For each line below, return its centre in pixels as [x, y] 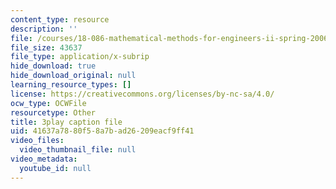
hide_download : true [53, 66]
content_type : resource [60, 19]
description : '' [44, 29]
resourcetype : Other [53, 112]
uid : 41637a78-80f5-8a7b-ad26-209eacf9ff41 [102, 131]
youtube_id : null [55, 168]
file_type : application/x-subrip [80, 57]
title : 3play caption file [66, 122]
